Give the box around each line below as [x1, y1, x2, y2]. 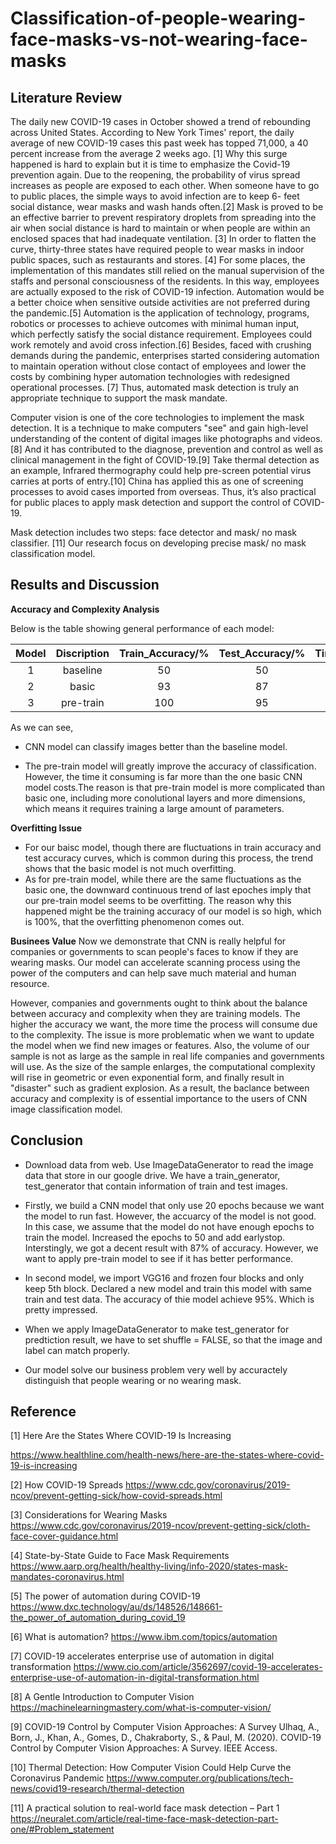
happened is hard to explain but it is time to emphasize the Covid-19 [10, 158, 291, 170]
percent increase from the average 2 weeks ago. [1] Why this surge [10, 148, 288, 159]
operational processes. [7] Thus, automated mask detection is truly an [10, 382, 300, 393]
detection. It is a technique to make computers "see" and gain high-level [10, 422, 309, 434]
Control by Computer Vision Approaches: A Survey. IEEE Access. [10, 1742, 278, 1754]
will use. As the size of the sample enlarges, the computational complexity [10, 1060, 316, 1072]
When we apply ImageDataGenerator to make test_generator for [24, 1323, 290, 1335]
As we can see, [10, 721, 74, 733]
